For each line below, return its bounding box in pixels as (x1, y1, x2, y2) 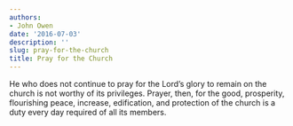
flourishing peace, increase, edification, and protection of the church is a (9, 98, 276, 107)
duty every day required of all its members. (9, 107, 167, 117)
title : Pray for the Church (9, 54, 114, 63)
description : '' (9, 37, 69, 47)
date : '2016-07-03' (9, 29, 82, 38)
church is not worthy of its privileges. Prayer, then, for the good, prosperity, (9, 88, 285, 98)
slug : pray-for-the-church (9, 46, 109, 55)
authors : (9, 12, 42, 22)
